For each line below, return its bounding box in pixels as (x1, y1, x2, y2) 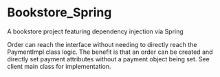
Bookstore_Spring (7, 5, 112, 20)
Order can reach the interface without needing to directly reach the (7, 40, 197, 48)
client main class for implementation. (7, 62, 111, 70)
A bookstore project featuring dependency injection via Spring (7, 27, 184, 35)
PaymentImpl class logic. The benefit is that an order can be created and (7, 48, 213, 56)
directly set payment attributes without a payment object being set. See (7, 55, 210, 63)
